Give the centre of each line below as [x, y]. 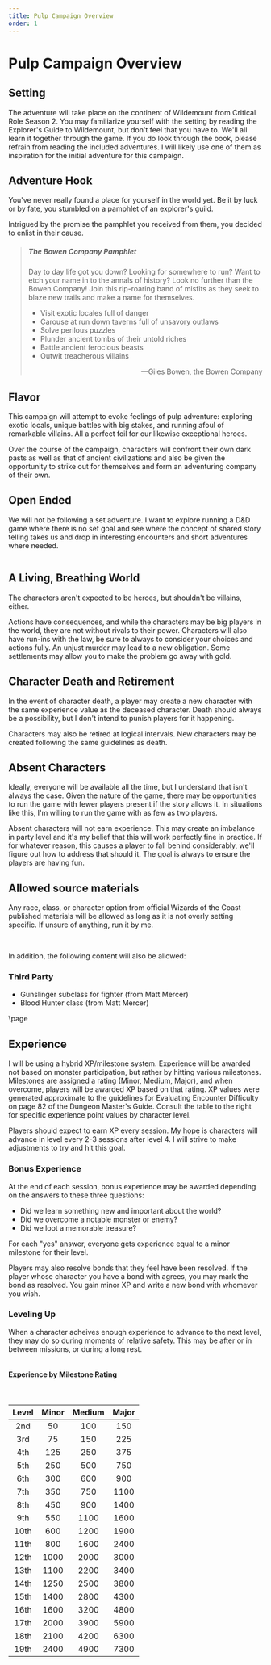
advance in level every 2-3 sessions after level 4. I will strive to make [122, 1139]
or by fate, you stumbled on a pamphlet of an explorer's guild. [111, 209]
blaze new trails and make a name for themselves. [111, 298]
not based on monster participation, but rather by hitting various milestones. [135, 1072]
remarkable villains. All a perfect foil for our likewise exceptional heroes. [128, 434]
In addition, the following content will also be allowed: [97, 956]
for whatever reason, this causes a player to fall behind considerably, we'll [131, 845]
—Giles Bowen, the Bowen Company [202, 371]
